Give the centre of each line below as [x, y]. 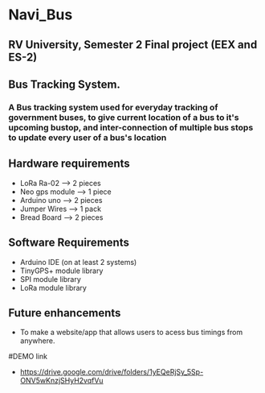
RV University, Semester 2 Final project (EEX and [133, 45]
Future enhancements [65, 313]
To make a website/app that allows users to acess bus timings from [131, 333]
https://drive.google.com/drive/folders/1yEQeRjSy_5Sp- [112, 372]
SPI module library [51, 279]
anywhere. [37, 341]
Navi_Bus [41, 15]
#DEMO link [28, 357]
